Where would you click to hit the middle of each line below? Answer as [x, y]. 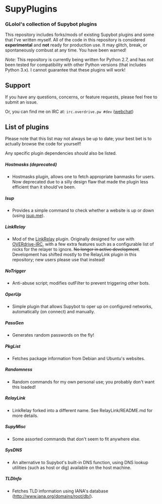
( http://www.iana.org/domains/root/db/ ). [53, 496]
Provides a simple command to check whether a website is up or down [83, 211]
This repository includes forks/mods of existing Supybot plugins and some [80, 35]
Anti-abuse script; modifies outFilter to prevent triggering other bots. [81, 283]
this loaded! [24, 387]
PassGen [14, 323]
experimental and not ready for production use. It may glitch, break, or [76, 45]
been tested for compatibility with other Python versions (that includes [76, 65]
